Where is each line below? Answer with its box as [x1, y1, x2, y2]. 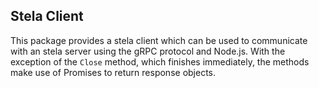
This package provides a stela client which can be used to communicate [10, 34, 308, 46]
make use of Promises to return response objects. [10, 66, 217, 78]
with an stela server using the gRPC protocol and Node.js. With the [10, 45, 286, 57]
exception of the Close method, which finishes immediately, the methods [10, 55, 310, 68]
